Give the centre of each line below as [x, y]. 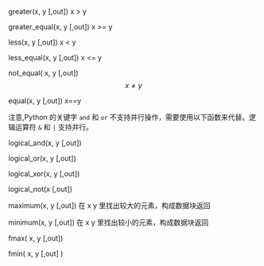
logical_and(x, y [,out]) [45, 143]
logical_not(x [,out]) [41, 189]
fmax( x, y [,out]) [36, 238]
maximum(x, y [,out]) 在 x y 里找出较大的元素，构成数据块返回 [109, 205]
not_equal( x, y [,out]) [43, 73]
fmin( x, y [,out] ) [36, 254]
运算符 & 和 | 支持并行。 [54, 127]
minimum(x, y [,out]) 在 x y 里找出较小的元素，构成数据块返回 [109, 222]
